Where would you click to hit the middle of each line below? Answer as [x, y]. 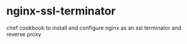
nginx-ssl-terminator [61, 11]
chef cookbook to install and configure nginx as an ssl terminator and [94, 28]
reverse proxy [24, 34]
